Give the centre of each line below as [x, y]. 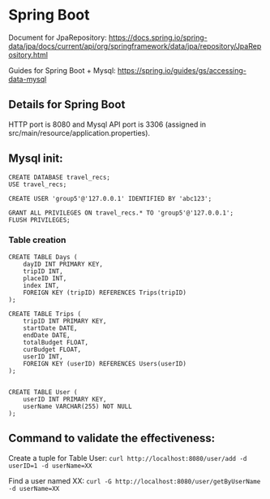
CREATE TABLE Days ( [43, 257]
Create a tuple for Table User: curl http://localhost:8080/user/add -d [128, 458]
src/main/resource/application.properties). [79, 132]
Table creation [37, 240]
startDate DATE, [51, 328]
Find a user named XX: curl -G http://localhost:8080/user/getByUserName [135, 480]
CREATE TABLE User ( [43, 392]
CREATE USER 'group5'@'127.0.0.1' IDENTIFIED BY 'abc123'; [110, 198]
